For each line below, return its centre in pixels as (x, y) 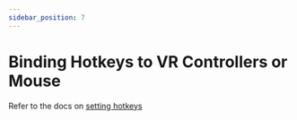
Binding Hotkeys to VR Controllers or (148, 61)
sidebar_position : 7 (47, 17)
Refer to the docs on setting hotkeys (75, 106)
